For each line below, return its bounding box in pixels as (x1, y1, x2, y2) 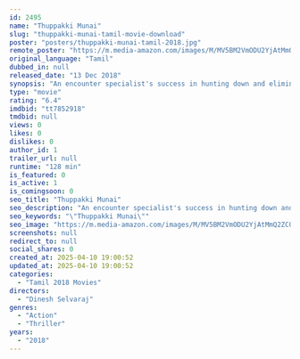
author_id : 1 (9, 145, 58, 154)
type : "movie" (9, 87, 62, 96)
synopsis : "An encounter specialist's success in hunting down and (9, 79, 266, 88)
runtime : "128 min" (9, 162, 82, 171)
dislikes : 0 (9, 137, 54, 146)
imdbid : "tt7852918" (9, 104, 87, 113)
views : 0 (9, 121, 42, 130)
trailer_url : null (9, 153, 78, 163)
